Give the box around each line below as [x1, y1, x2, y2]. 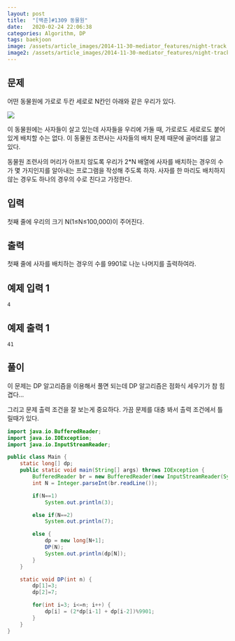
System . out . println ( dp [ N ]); [44, 550, 127, 557]
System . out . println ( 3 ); [44, 499, 114, 506]
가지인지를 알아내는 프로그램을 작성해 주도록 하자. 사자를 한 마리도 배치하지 [22, 166, 226, 174]
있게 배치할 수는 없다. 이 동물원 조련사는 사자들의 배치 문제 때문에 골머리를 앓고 [7, 134, 222, 142]
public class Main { [7, 453, 68, 461]
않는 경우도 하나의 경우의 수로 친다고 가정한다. [7, 174, 133, 183]
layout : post [7, 10, 45, 18]
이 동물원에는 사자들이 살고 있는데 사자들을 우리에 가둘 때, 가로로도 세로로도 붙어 [7, 125, 226, 133]
